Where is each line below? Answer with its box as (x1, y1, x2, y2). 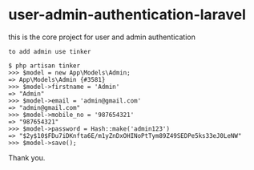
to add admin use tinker (8, 47, 91, 55)
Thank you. (8, 152, 46, 162)
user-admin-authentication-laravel (8, 6, 246, 24)
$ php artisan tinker (8, 62, 81, 70)
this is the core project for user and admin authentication (8, 32, 196, 42)
